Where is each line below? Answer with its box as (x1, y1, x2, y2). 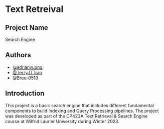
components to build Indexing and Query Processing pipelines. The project (5, 108, 159, 114)
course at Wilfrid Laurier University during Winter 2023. (5, 118, 120, 124)
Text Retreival (5, 3, 64, 15)
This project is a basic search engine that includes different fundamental (5, 102, 154, 108)
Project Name (5, 23, 48, 32)
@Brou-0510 (12, 75, 38, 81)
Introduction (5, 89, 45, 98)
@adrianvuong (12, 64, 43, 70)
